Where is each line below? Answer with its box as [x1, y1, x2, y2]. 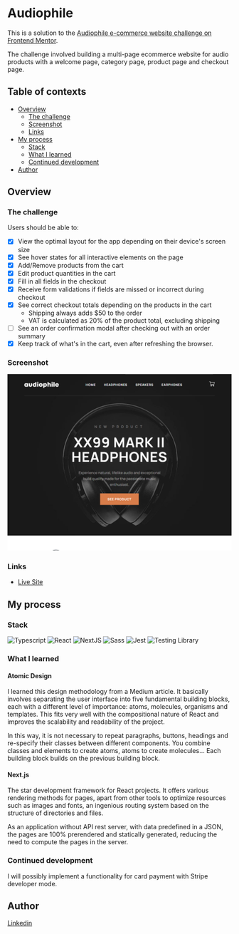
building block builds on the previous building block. [7, 754, 160, 763]
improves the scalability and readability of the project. [7, 717, 165, 726]
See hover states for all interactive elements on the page [17, 253, 184, 261]
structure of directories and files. [7, 809, 104, 817]
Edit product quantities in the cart [17, 269, 116, 277]
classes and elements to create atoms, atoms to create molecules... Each [7, 747, 222, 755]
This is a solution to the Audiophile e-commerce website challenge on [7, 28, 212, 37]
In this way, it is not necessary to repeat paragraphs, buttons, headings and [7, 732, 229, 740]
